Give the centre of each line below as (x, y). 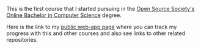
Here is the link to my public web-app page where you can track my (92, 27)
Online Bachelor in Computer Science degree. (64, 15)
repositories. (22, 40)
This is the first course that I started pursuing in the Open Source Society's (100, 9)
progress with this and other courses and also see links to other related (96, 33)
